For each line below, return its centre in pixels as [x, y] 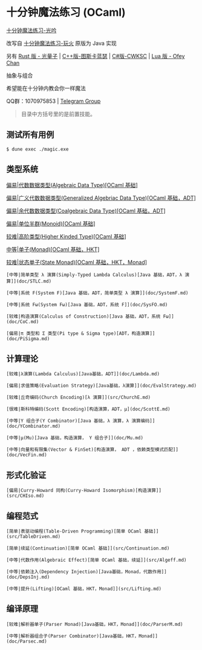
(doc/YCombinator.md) [34, 426]
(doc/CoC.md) [23, 321]
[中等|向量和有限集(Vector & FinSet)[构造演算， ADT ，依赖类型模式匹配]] [92, 450]
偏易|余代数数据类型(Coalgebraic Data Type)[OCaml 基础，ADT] [86, 211]
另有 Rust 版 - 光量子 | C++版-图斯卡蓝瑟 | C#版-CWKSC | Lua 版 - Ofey [96, 56]
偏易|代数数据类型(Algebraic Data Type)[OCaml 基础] [72, 185]
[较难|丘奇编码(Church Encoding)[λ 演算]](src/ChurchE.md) [79, 398]
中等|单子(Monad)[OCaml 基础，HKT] [53, 249]
